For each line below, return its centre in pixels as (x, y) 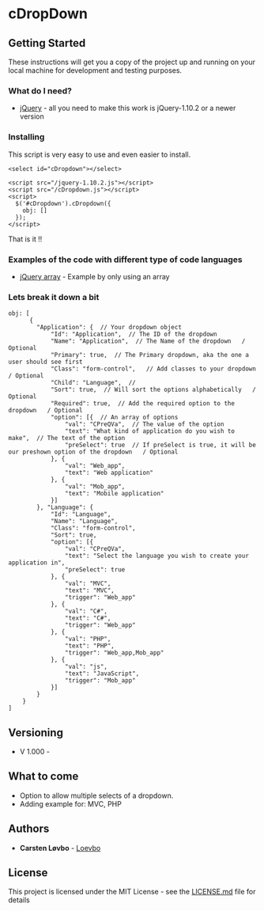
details (19, 900)
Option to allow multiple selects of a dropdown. (96, 795)
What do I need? (40, 90)
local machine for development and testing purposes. (95, 70)
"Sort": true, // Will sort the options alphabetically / (153, 390)
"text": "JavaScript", (102, 674)
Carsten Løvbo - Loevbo (60, 848)
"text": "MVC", (89, 590)
